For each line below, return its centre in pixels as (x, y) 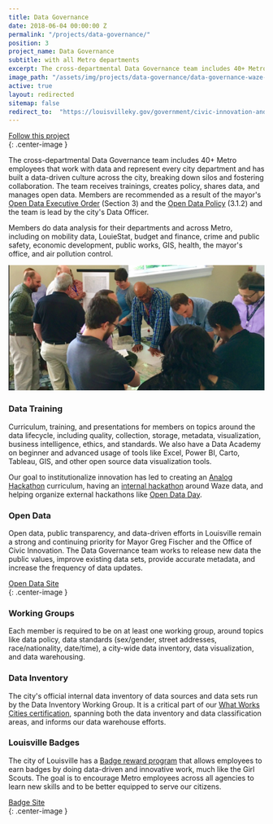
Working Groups (41, 613)
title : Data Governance (49, 17)
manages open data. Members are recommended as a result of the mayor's (135, 195)
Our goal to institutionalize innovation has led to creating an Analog (121, 477)
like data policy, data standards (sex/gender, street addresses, (113, 640)
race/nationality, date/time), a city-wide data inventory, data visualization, (131, 648)
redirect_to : (30, 112)
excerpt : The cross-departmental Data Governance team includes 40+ (127, 69)
